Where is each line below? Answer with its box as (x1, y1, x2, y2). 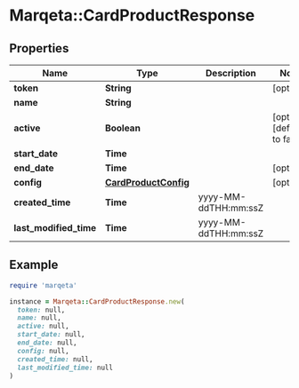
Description (206, 67, 256, 79)
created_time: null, (17, 354, 93, 364)
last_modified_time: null (17, 363, 114, 372)
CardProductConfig (105, 177, 190, 188)
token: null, (17, 305, 66, 314)
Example (9, 257, 59, 273)
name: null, (17, 313, 62, 322)
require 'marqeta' (9, 281, 77, 289)
